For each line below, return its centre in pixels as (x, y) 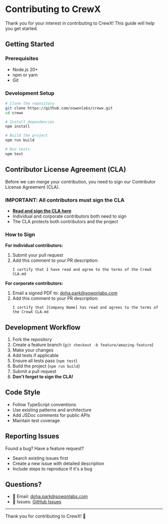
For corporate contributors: (34, 283)
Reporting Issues (32, 436)
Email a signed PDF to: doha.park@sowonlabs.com (65, 293)
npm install (17, 126)
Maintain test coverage (36, 420)
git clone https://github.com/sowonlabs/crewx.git (59, 108)
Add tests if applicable (35, 356)
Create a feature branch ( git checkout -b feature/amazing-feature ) (83, 345)
